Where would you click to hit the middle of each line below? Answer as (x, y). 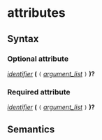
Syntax (23, 39)
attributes (36, 13)
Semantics (31, 129)
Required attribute (39, 92)
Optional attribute (38, 59)
